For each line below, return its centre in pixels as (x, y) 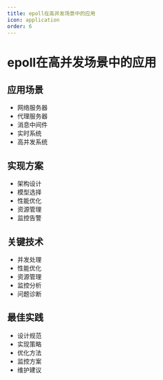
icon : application (33, 20)
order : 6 (20, 26)
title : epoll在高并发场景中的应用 (51, 13)
